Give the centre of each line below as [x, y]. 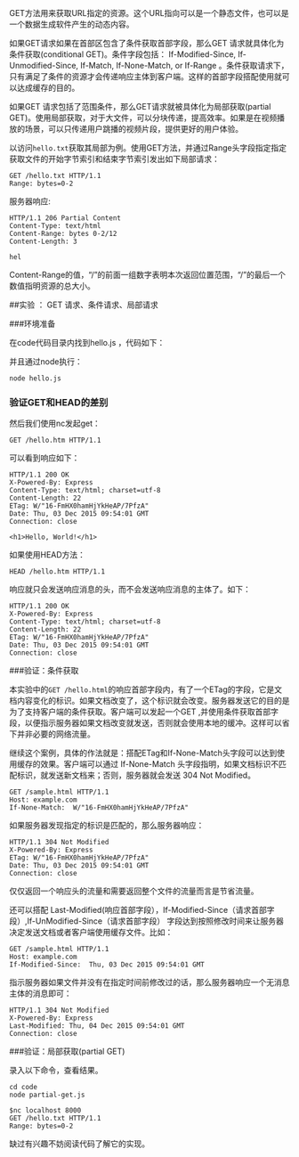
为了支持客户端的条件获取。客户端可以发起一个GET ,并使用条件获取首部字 [144, 712]
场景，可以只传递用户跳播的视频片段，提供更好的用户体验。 [133, 129]
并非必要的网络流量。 [56, 734]
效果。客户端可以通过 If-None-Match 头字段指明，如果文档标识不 [159, 764]
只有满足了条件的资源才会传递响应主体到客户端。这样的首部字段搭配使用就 [145, 77]
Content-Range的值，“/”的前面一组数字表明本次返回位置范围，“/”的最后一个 [148, 275]
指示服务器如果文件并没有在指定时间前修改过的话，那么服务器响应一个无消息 [149, 982]
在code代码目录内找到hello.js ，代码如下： [87, 342]
